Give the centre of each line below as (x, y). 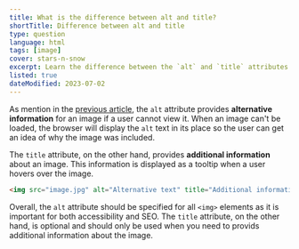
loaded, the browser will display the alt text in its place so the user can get (147, 128)
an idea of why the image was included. (82, 137)
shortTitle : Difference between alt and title (97, 26)
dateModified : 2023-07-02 (57, 84)
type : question (37, 34)
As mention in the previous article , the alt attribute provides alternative (141, 108)
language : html (37, 42)
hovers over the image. (52, 173)
